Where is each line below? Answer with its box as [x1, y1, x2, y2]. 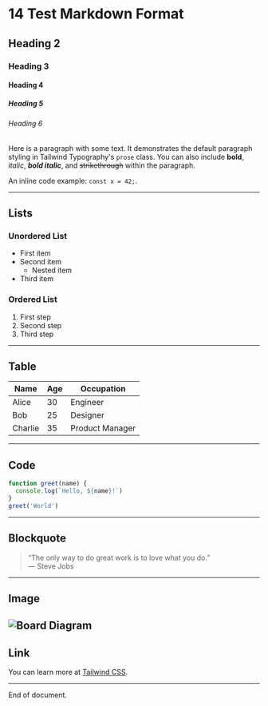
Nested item [31, 265, 73, 276]
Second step [19, 320, 62, 330]
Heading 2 [8, 37, 61, 50]
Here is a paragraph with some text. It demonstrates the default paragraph [8, 143, 253, 153]
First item [19, 248, 51, 258]
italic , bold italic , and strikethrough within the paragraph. [8, 161, 195, 170]
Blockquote [8, 532, 66, 545]
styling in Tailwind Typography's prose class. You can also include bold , [8, 152, 245, 161]
